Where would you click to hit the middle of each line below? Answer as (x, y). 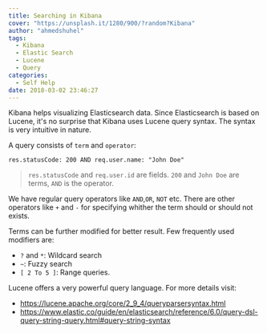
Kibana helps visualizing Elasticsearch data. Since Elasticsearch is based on (134, 113)
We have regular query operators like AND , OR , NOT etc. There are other (121, 199)
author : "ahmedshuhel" (46, 30)
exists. (19, 216)
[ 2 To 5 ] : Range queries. (65, 272)
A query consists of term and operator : (72, 146)
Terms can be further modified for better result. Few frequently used (121, 231)
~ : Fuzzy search (46, 264)
